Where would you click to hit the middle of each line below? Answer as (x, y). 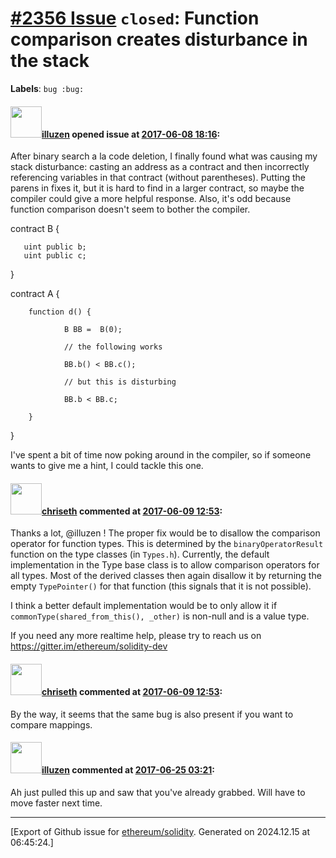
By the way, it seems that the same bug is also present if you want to (152, 714)
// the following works (113, 347)
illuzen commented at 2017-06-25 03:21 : (128, 770)
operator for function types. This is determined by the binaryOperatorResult (167, 544)
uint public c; (55, 256)
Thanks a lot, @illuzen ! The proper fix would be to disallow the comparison (165, 533)
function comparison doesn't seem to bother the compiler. (130, 209)
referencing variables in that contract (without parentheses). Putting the (158, 178)
